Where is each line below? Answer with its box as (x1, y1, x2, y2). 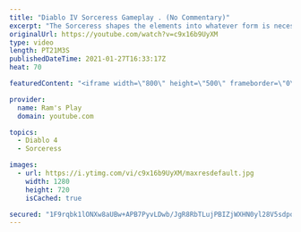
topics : (9, 128, 39, 137)
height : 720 (25, 185, 70, 195)
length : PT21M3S (9, 46, 70, 55)
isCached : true (25, 194, 82, 203)
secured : (9, 210, 42, 219)
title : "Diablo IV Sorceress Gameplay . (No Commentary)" (9, 12, 230, 22)
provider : (9, 95, 47, 104)
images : (9, 161, 39, 170)
